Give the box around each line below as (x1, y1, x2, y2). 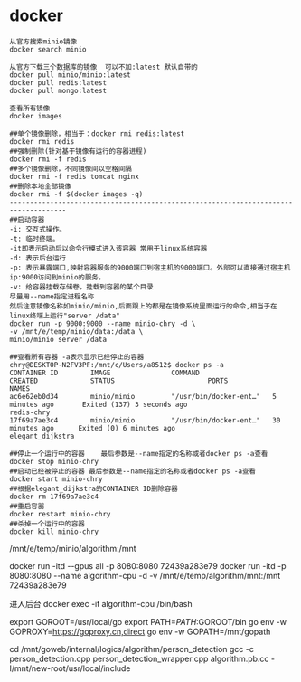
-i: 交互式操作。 (9, 224, 66, 233)
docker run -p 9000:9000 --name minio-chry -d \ (9, 318, 196, 328)
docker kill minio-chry (9, 526, 99, 536)
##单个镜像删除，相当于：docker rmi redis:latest (9, 128, 185, 138)
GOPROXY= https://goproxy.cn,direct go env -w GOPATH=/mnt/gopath (9, 626, 271, 637)
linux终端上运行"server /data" (9, 311, 120, 320)
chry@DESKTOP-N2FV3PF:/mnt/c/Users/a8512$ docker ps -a (9, 360, 224, 369)
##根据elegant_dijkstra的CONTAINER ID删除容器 (9, 484, 178, 493)
